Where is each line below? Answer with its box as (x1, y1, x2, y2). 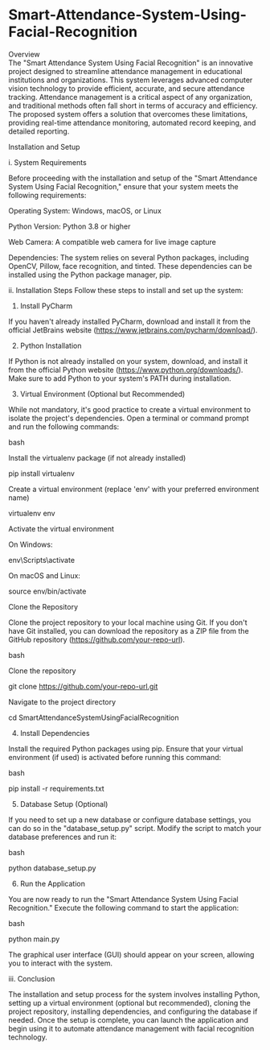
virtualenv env (8, 508, 55, 518)
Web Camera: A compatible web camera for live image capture (8, 237, 217, 246)
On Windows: (8, 539, 53, 549)
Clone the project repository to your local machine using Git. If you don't (8, 618, 247, 627)
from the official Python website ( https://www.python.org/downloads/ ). (8, 365, 243, 374)
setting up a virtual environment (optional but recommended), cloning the (8, 998, 251, 1007)
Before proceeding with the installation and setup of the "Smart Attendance (8, 173, 258, 183)
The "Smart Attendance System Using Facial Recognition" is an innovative (8, 58, 254, 68)
